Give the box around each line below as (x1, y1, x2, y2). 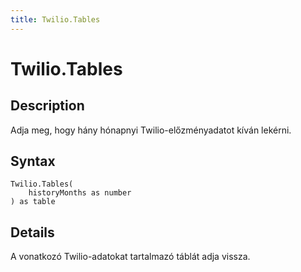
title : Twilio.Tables (10, 14, 101, 25)
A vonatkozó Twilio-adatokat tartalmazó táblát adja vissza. (10, 251, 251, 263)
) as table (10, 197, 56, 207)
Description (10, 97, 85, 115)
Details (10, 224, 55, 241)
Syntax (10, 153, 56, 170)
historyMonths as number (28, 188, 132, 198)
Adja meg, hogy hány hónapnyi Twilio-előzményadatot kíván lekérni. (10, 124, 292, 136)
